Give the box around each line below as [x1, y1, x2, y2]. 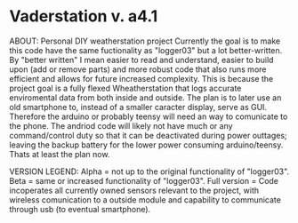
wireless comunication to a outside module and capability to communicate [9, 194, 282, 205]
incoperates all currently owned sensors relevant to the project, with [9, 185, 260, 195]
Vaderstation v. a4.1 [9, 6, 158, 27]
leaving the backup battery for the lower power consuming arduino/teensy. [9, 139, 284, 150]
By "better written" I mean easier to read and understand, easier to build [9, 54, 274, 65]
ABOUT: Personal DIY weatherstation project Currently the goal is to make [9, 36, 281, 46]
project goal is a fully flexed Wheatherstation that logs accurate [9, 83, 242, 93]
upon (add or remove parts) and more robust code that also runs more [9, 64, 267, 75]
